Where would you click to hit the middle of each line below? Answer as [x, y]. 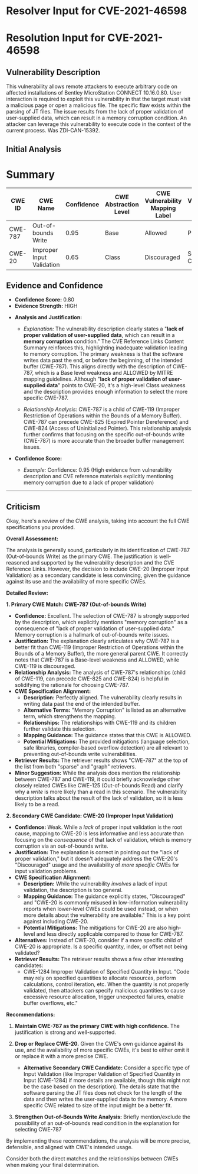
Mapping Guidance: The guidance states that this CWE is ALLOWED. [107, 735]
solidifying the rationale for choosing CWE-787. [72, 685]
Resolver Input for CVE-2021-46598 [97, 11]
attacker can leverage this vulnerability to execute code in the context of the [99, 124]
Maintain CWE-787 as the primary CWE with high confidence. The [97, 1026]
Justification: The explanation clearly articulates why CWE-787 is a [97, 641]
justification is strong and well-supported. [65, 1032]
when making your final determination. [53, 1165]
